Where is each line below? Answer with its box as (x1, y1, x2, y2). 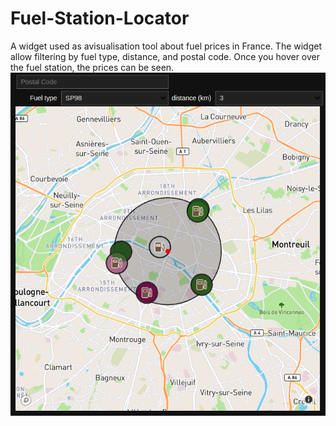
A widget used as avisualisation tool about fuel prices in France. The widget (10, 40, 323, 52)
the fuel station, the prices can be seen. (10, 61, 175, 73)
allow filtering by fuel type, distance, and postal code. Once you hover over (10, 50, 321, 62)
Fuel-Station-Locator (10, 7, 190, 30)
